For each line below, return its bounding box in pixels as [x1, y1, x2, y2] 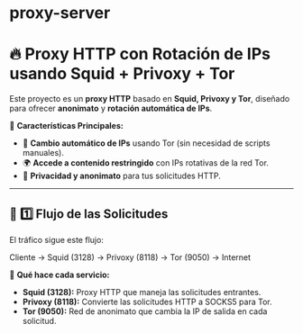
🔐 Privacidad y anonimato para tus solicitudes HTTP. [22, 170, 221, 182]
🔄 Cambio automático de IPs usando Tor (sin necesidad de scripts [22, 138, 271, 148]
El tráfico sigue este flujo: [9, 234, 104, 245]
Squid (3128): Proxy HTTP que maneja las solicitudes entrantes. [22, 286, 262, 297]
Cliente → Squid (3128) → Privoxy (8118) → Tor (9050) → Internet [9, 251, 251, 263]
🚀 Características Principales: [9, 121, 124, 131]
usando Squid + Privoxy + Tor [9, 64, 235, 84]
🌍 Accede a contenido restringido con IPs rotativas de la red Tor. [22, 157, 269, 168]
